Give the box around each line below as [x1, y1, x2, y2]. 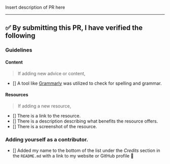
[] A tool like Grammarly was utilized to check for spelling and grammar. [12, 80, 162, 86]
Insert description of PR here [5, 5, 65, 10]
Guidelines [5, 46, 32, 53]
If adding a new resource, [17, 103, 71, 109]
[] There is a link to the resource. [12, 113, 81, 119]
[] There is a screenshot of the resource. [12, 123, 97, 129]
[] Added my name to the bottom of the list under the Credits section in [12, 147, 160, 153]
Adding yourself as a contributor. [5, 136, 89, 143]
